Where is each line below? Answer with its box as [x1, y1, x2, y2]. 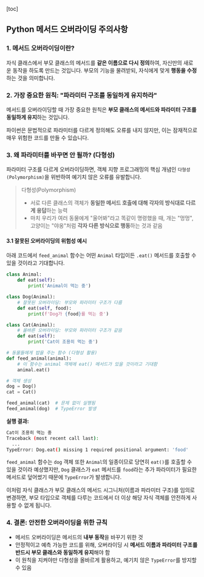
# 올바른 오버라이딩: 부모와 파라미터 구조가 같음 [17, 327, 123, 334]
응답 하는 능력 [36, 207, 68, 214]
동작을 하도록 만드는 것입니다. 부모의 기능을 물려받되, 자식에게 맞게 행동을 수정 [12, 66, 197, 74]
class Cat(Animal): [6, 322, 56, 328]
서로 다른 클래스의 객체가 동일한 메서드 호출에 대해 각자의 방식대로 [30, 199, 185, 206]
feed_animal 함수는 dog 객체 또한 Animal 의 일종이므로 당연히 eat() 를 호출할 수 [6, 458, 192, 466]
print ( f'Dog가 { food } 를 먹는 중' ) [28, 310, 109, 317]
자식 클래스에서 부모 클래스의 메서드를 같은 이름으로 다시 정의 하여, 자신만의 [6, 59, 182, 66]
